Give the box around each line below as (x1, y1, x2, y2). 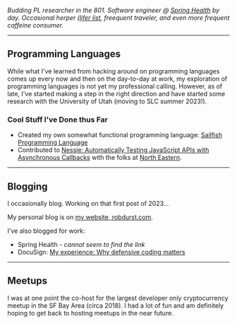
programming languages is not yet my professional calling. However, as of (7, 81, 223, 91)
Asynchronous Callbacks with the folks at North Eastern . (17, 154, 182, 162)
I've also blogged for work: (7, 226, 86, 235)
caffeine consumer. (7, 21, 63, 29)
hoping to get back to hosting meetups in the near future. (7, 308, 174, 317)
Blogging (7, 180, 48, 192)
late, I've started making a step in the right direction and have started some (7, 89, 226, 98)
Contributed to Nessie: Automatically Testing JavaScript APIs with (17, 146, 209, 154)
